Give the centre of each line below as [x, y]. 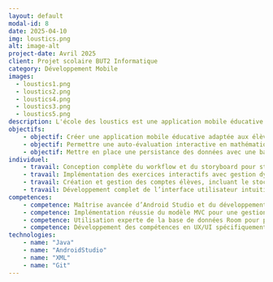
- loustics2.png [43, 91]
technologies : [32, 235]
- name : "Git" [47, 265]
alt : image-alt [34, 46]
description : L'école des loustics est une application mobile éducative [136, 122]
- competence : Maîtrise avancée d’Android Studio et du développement [145, 205]
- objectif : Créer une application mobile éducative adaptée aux [136, 137]
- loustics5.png [43, 115]
